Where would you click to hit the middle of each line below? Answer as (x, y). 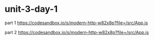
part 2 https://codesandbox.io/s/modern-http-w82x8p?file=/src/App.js (77, 32)
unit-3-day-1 (31, 9)
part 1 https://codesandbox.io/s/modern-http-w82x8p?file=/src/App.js (76, 23)
